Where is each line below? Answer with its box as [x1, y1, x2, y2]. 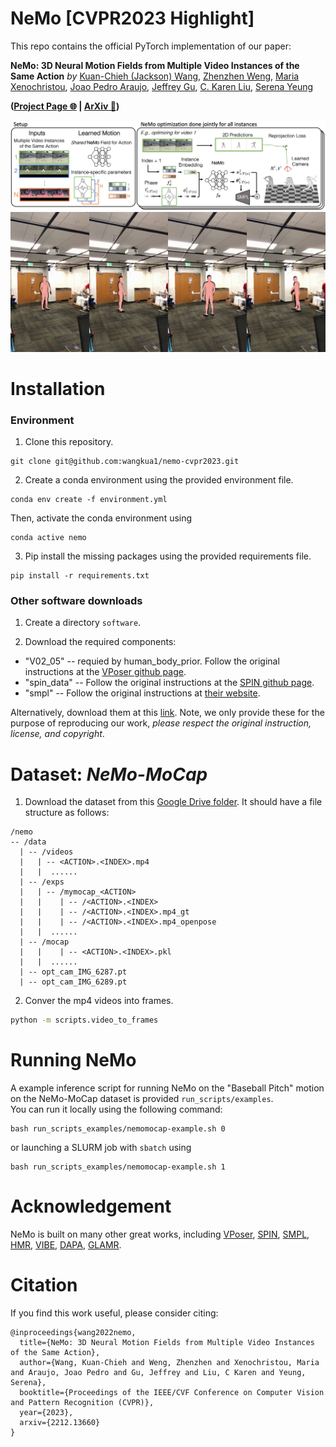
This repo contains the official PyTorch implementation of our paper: [10, 40, 292, 52]
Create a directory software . [24, 617, 142, 629]
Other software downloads [10, 594, 143, 608]
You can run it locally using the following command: [10, 1103, 223, 1116]
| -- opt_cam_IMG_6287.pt [19, 967, 128, 977]
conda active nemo [10, 533, 87, 543]
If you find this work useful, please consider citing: [10, 1307, 219, 1319]
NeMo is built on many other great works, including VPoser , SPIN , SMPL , [10, 1228, 310, 1241]
